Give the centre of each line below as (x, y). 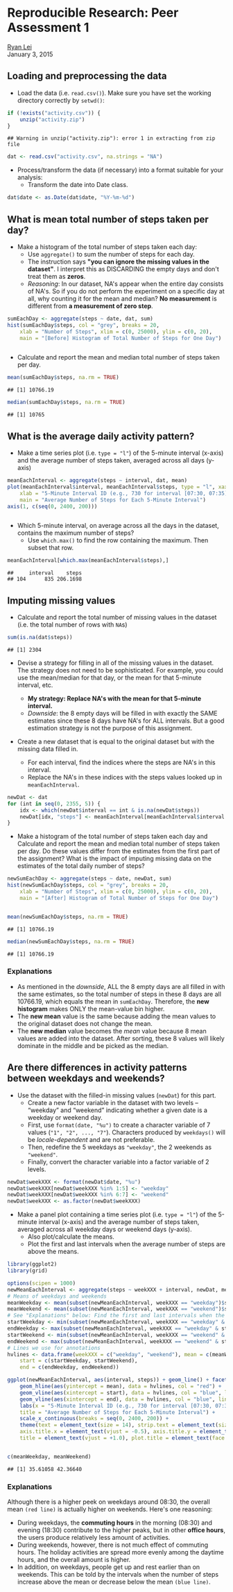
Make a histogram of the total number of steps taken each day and (112, 837)
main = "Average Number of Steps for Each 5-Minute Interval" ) (113, 500)
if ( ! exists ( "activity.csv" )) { (54, 113)
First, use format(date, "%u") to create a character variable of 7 (119, 1125)
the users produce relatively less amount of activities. (94, 1538)
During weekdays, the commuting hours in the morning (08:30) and (115, 1523)
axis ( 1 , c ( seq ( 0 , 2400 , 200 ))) (52, 506)
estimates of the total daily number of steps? (81, 866)
